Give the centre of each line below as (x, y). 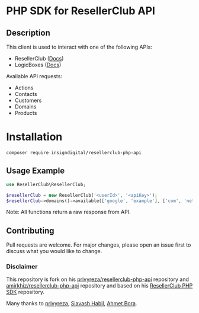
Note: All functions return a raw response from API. (69, 212)
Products (26, 113)
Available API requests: (34, 76)
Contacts (26, 94)
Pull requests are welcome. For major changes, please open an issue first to (99, 245)
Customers (28, 100)
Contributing (30, 230)
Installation (34, 137)
